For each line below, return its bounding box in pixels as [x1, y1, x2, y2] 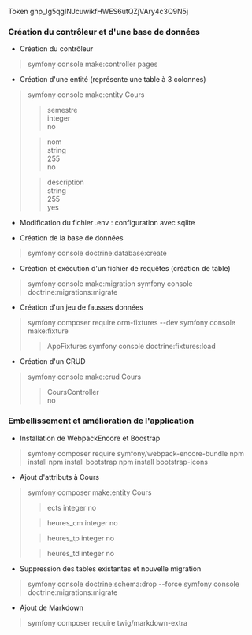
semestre [46, 106, 78, 115]
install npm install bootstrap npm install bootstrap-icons [27, 457, 209, 466]
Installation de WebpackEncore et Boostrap [19, 433, 161, 443]
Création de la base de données [19, 233, 124, 243]
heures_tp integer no [46, 533, 115, 543]
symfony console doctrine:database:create [27, 248, 168, 258]
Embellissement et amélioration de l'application [8, 415, 195, 426]
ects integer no [46, 503, 97, 512]
